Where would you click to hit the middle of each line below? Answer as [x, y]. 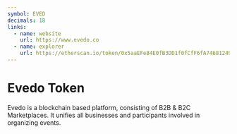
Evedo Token [46, 88]
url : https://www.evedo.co [60, 40]
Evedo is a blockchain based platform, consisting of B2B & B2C [99, 107]
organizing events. [34, 122]
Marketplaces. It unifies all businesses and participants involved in [104, 115]
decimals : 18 [26, 20]
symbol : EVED [26, 14]
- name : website [37, 33]
